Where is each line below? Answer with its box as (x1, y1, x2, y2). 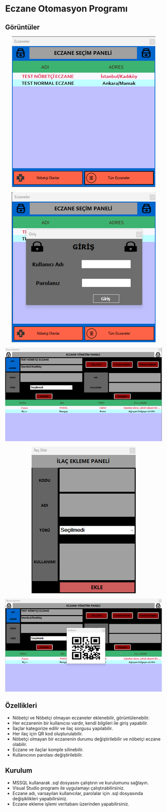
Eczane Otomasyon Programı (5, 3, 128, 14)
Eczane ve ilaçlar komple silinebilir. (12, 747, 84, 753)
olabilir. (12, 741, 27, 747)
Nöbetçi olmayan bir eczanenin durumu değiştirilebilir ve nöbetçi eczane (12, 736, 161, 742)
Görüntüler (5, 23, 40, 31)
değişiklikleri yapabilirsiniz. (12, 796, 68, 802)
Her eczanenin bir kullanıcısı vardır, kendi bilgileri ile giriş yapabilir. (12, 720, 148, 726)
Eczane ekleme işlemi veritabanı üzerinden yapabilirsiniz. (12, 801, 130, 807)
